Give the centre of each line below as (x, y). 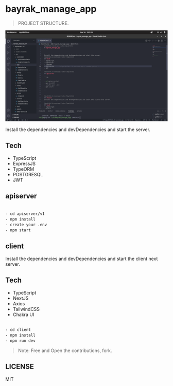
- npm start (18, 230)
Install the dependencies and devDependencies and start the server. (78, 130)
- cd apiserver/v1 (25, 214)
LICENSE (20, 367)
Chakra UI (23, 315)
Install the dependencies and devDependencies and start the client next (82, 259)
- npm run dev (21, 341)
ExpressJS (24, 163)
